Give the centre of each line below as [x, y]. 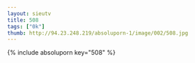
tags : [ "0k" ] [26, 26]
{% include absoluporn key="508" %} [62, 53]
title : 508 [23, 20]
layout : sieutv [29, 13]
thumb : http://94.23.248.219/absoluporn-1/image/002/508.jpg [98, 33]
